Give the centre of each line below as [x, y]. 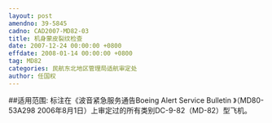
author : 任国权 [32, 76]
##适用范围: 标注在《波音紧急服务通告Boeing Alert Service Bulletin [120, 100]
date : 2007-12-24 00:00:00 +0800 [65, 46]
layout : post [31, 16]
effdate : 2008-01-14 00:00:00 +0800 [70, 53]
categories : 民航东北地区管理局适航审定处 [73, 69]
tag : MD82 [25, 61]
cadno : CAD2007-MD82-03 [49, 31]
